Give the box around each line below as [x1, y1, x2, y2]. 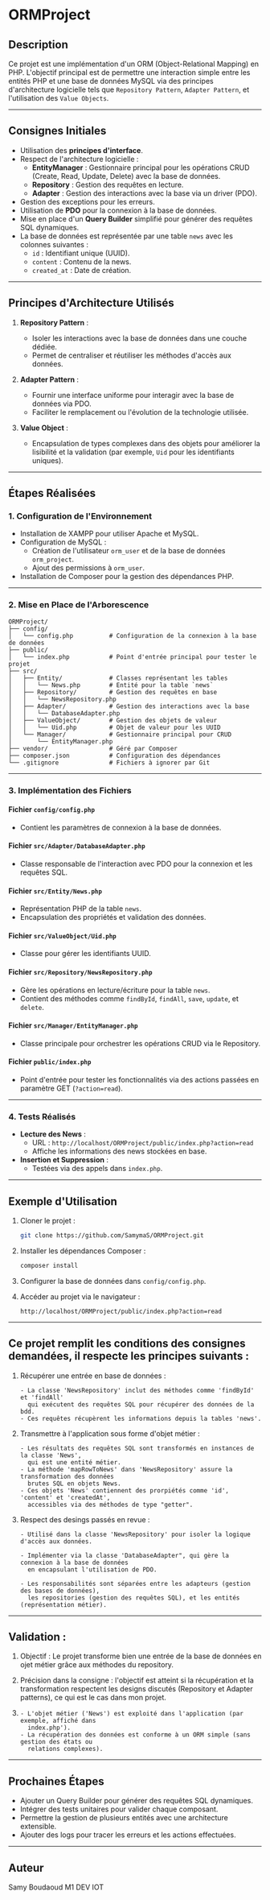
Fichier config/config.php [8, 805, 95, 814]
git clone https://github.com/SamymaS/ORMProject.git [19, 1231, 204, 1240]
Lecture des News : [19, 1129, 87, 1139]
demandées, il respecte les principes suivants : [8, 1349, 249, 1363]
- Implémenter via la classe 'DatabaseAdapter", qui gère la [19, 1551, 230, 1559]
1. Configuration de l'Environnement [8, 510, 153, 521]
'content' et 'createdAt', [19, 1493, 111, 1501]
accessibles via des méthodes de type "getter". [27, 1501, 194, 1509]
